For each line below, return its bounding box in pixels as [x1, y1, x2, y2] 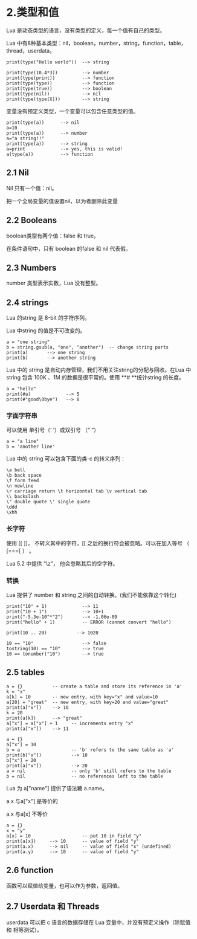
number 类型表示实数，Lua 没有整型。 [6, 279, 102, 287]
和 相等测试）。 [6, 926, 42, 934]
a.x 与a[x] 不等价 [6, 810, 48, 818]
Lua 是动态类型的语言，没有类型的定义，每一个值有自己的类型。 [6, 27, 165, 34]
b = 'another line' [6, 444, 56, 450]
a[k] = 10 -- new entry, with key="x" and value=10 [6, 694, 158, 700]
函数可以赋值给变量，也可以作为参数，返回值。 [6, 882, 123, 889]
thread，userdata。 [6, 47, 56, 54]
